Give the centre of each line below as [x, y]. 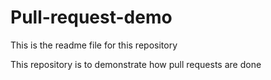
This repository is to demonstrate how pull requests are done [136, 64]
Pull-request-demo [91, 17]
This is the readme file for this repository [94, 45]
